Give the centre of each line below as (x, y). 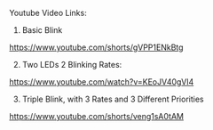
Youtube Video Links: (48, 13)
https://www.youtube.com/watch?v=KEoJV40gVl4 (102, 82)
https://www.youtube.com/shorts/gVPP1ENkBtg (96, 47)
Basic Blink (42, 30)
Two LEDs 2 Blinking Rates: (72, 65)
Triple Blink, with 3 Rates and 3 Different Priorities (113, 99)
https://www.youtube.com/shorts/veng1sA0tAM (97, 116)
